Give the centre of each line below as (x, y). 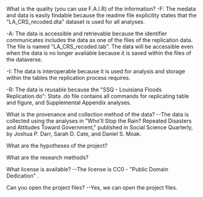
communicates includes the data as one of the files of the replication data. (100, 40)
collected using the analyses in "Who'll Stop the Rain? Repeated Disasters (99, 121)
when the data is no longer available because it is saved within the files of (99, 53)
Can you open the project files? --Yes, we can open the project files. (92, 188)
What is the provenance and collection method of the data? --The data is (98, 114)
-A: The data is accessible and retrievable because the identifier (87, 34)
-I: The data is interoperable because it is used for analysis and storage (96, 71)
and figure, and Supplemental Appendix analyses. (69, 102)
